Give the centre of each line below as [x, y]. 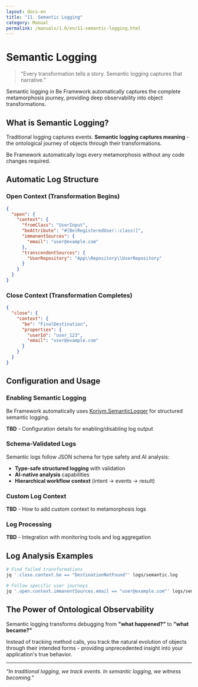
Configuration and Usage [53, 381]
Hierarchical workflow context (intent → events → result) [85, 480]
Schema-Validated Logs [41, 444]
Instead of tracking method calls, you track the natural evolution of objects [96, 641]
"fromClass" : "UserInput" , [55, 225]
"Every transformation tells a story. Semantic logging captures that [101, 74]
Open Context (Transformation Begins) [63, 196]
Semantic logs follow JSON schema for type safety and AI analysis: [88, 457]
